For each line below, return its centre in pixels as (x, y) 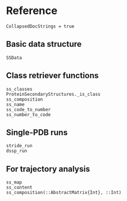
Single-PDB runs (37, 132)
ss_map (14, 182)
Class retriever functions (52, 76)
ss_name (16, 104)
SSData (14, 58)
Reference (32, 11)
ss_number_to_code (28, 115)
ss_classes (19, 89)
